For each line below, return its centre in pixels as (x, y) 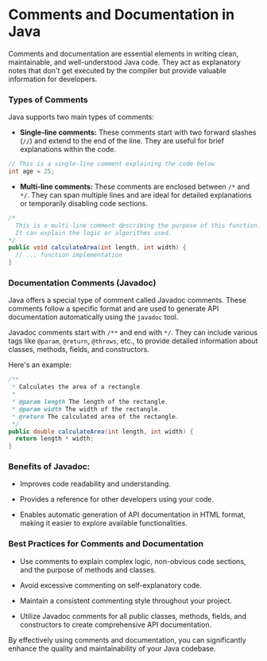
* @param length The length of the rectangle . (90, 402)
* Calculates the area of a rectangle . (78, 387)
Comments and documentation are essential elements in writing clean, (124, 53)
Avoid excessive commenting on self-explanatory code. (111, 585)
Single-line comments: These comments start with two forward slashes (138, 132)
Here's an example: (40, 365)
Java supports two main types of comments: (81, 117)
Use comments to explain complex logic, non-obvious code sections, (133, 561)
